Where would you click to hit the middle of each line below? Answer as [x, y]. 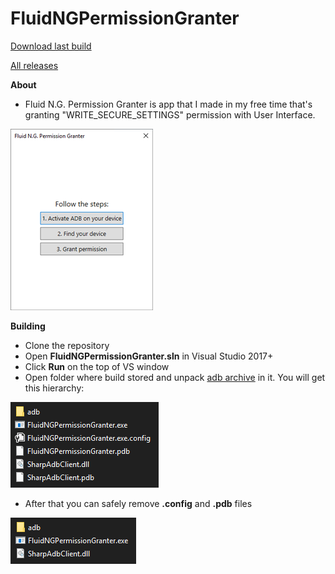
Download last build [51, 46]
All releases [34, 65]
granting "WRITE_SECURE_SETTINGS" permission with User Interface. [170, 114]
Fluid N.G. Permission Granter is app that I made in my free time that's [168, 104]
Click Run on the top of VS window [97, 366]
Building [28, 326]
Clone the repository [67, 345]
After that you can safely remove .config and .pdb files [138, 503]
